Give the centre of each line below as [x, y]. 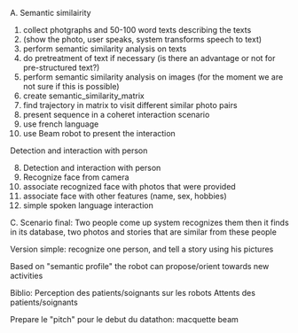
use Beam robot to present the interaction [99, 133]
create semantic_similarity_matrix [83, 96]
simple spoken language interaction [88, 205]
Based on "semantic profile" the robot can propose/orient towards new [140, 266]
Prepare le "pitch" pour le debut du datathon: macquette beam [124, 319]
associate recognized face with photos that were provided [129, 186]
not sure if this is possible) [71, 86]
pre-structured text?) [61, 67]
